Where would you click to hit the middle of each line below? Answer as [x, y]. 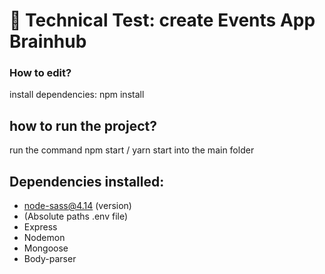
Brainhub [48, 41]
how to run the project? [83, 125]
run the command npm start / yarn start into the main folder [132, 150]
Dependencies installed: [87, 181]
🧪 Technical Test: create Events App [162, 20]
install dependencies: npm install [77, 95]
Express [40, 227]
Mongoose [46, 248]
